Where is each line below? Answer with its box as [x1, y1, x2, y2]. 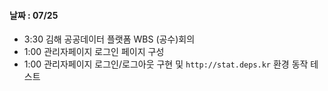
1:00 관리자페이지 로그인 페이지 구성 [23, 46, 165, 58]
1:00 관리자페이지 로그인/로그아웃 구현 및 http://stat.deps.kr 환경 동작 [23, 58, 309, 70]
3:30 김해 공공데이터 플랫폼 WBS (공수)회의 [23, 33, 196, 45]
